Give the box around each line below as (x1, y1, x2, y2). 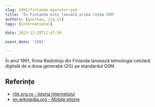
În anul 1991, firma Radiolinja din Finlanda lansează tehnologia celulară (5, 58, 150, 63)
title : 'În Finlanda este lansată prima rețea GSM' (5, 12, 115, 17)
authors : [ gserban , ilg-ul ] (5, 17, 64, 22)
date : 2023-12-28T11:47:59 (5, 31, 62, 36)
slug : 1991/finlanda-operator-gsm (5, 7, 78, 13)
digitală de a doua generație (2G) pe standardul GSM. (5, 63, 116, 69)
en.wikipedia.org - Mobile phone (12, 96, 80, 102)
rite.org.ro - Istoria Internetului (12, 91, 75, 97)
